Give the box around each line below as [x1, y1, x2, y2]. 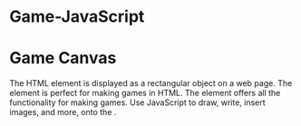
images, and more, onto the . [9, 107, 117, 118]
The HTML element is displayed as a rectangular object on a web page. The [9, 78, 293, 89]
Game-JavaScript [9, 6, 145, 27]
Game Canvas [9, 48, 117, 69]
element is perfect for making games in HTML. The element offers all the [9, 88, 281, 99]
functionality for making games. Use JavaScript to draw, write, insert [9, 97, 266, 108]
